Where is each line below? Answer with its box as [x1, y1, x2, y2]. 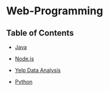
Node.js [14, 55, 35, 62]
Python [14, 79, 33, 85]
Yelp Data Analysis [14, 67, 61, 74]
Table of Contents [6, 28, 74, 38]
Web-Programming [6, 4, 103, 18]
